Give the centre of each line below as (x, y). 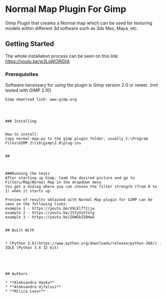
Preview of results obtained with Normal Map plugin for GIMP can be (79, 200)
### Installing (21, 121)
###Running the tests (28, 174)
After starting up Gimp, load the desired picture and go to (70, 178)
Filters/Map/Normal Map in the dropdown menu (53, 182)
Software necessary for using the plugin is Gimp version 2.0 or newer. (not (82, 85)
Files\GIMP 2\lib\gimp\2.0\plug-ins (43, 143)
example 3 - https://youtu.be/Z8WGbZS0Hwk (50, 217)
